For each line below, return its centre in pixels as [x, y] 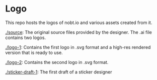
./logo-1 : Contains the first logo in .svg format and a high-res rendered [78, 47]
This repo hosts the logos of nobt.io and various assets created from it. [79, 22]
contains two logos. [26, 37]
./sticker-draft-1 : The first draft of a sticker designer [59, 72]
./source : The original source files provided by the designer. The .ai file [78, 32]
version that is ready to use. [34, 52]
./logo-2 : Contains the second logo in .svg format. [57, 62]
